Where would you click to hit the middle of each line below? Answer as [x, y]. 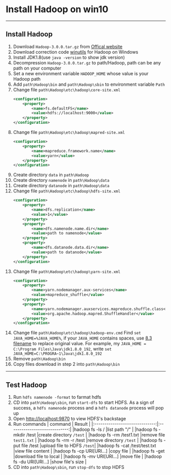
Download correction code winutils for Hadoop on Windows [76, 52]
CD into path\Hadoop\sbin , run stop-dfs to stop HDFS [69, 467]
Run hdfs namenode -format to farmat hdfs [57, 397]
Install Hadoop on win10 [57, 9]
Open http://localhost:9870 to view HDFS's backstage [70, 419]
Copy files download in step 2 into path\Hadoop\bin [66, 364]
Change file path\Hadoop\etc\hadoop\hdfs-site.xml [67, 191]
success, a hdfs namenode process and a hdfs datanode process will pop [88, 408]
